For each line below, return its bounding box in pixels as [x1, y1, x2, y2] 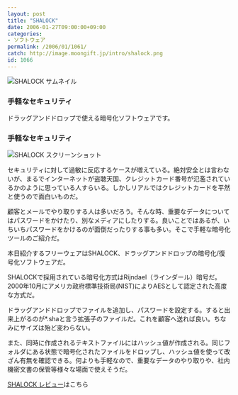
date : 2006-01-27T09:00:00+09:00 [7, 23, 106, 30]
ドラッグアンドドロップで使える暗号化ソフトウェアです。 [7, 114, 174, 123]
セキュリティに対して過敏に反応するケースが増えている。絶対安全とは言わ [7, 166, 224, 174]
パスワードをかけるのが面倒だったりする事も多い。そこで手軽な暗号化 [25, 225, 231, 234]
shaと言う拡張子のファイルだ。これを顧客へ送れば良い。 [48, 315, 215, 323]
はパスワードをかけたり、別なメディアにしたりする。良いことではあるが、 [7, 216, 224, 225]
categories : [7, 30, 42, 38]
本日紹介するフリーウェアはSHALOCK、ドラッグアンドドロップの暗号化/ [7, 249, 220, 257]
